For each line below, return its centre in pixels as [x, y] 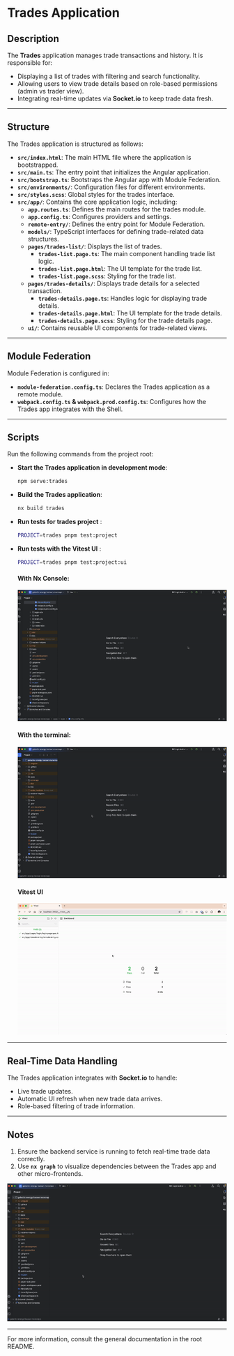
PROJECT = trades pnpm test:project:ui [72, 562]
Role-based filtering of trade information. [76, 1106]
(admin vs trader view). [50, 91]
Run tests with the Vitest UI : [59, 549]
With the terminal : [44, 735]
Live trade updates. [45, 1091]
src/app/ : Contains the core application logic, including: [97, 202]
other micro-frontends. [50, 1174]
